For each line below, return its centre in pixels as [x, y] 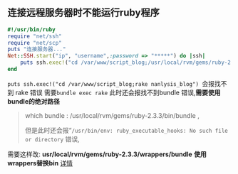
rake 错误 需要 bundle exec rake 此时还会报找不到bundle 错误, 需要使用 [118, 92]
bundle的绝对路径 [34, 101]
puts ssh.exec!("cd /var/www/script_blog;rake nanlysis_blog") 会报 [111, 83]
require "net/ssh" [35, 36]
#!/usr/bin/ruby [31, 29]
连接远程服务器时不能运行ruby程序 [84, 13]
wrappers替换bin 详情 [40, 163]
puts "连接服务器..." [37, 49]
